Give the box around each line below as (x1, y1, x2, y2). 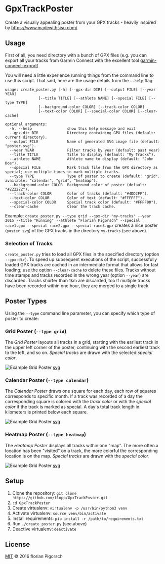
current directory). (5, 135, 48, 140)
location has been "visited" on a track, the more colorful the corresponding (5, 448, 158, 454)
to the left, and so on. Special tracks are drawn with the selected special (5, 350, 153, 356)
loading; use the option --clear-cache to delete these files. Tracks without (5, 267, 156, 273)
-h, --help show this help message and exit (9, 126, 136, 131)
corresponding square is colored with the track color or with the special (5, 399, 151, 405)
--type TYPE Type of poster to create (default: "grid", (9, 174, 161, 179)
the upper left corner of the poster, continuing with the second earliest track (5, 345, 160, 351)
